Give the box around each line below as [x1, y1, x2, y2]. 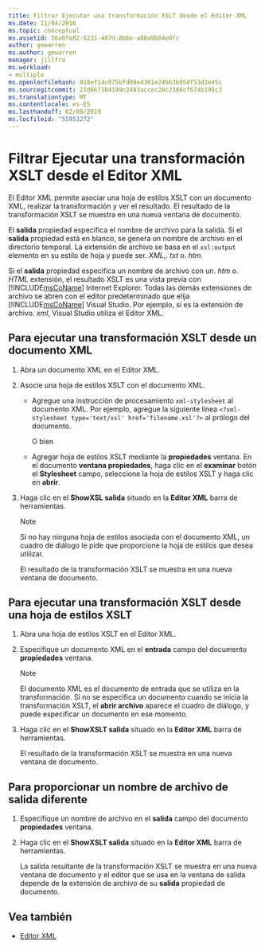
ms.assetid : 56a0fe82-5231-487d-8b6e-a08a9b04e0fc [8, 33, 180, 42]
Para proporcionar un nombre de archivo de [8, 780, 228, 794]
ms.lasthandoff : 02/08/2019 [8, 108, 102, 116]
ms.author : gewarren [8, 49, 77, 57]
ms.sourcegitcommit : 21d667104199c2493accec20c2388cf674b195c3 [8, 85, 223, 94]
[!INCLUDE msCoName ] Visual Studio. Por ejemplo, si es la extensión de [8, 299, 244, 309]
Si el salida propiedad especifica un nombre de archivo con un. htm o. [8, 266, 239, 275]
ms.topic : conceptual [8, 26, 80, 34]
